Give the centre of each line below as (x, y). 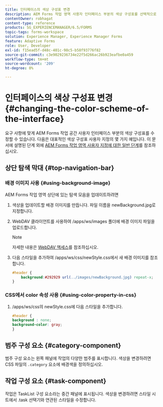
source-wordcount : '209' (30, 64)
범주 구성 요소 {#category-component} (63, 346)
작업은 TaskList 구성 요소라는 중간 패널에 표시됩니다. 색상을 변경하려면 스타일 (78, 393)
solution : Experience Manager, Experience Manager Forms (64, 37)
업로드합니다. (24, 227)
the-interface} (35, 119)
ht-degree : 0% (19, 68)
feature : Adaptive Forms (30, 41)
